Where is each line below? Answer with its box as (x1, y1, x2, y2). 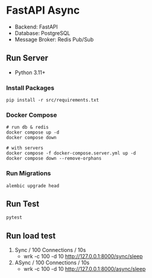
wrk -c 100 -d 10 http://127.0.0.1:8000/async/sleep (23, 266, 146, 273)
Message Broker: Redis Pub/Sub (14, 36, 94, 43)
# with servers (6, 145, 44, 151)
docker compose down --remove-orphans (6, 156, 102, 162)
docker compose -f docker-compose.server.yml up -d (6, 150, 136, 156)
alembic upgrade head (6, 182, 60, 189)
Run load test (6, 230, 56, 241)
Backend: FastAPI (14, 23, 58, 30)
